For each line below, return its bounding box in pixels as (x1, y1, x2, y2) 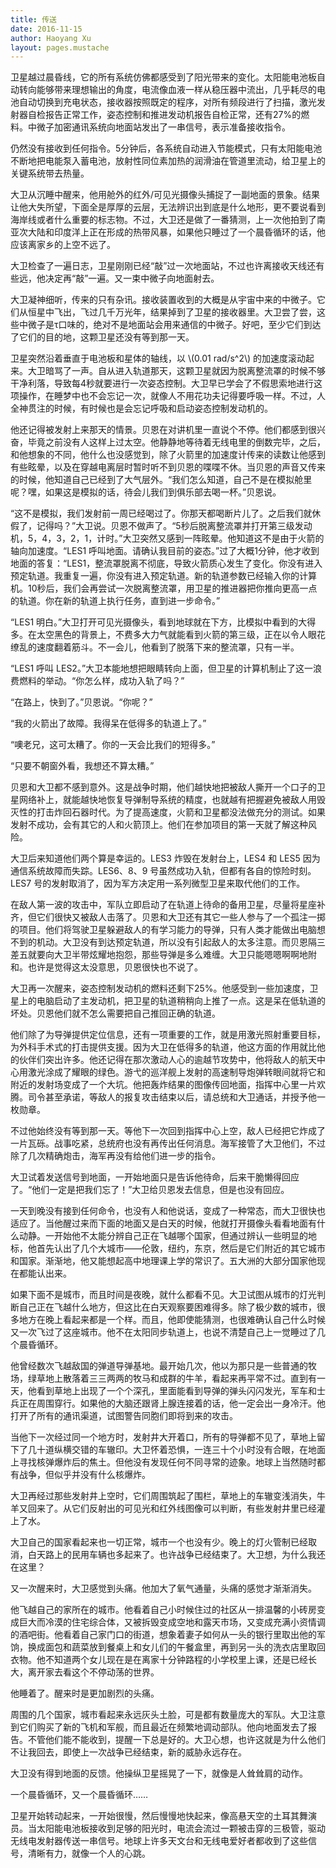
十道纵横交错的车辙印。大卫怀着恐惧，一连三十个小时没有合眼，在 (36, 1444, 308, 1456)
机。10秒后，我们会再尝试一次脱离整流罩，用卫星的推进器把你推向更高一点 (10, 582, 318, 595)
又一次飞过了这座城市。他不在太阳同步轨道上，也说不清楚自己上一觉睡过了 (10, 1326, 317, 1338)
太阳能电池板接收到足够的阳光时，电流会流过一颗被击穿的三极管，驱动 (36, 1822, 326, 1835)
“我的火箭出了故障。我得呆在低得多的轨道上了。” (10, 717, 207, 730)
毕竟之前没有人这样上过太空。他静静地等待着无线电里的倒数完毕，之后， (27, 436, 326, 448)
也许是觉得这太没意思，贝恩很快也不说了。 (27, 961, 203, 973)
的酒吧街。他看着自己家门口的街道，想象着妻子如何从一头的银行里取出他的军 (10, 1629, 326, 1641)
